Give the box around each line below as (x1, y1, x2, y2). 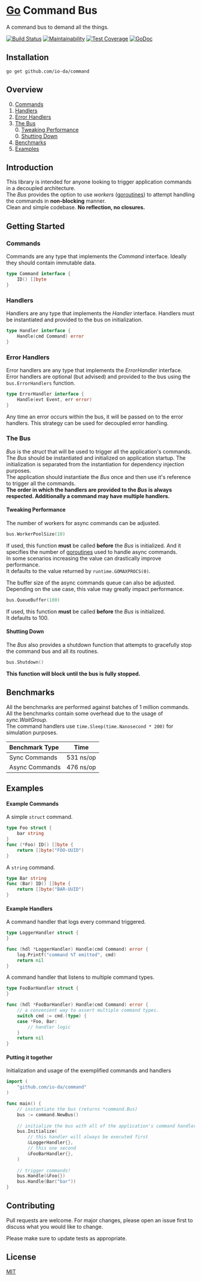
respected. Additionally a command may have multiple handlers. (6, 492, 170, 499)
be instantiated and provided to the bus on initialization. (6, 316, 143, 323)
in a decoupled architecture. (6, 185, 76, 192)
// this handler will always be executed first (28, 1134, 148, 1140)
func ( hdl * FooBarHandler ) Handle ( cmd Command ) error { (6, 1002, 148, 1008)
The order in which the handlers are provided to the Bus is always (6, 486, 172, 493)
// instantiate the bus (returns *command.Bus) (17, 1106, 138, 1112)
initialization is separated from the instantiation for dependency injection (6, 460, 184, 468)
